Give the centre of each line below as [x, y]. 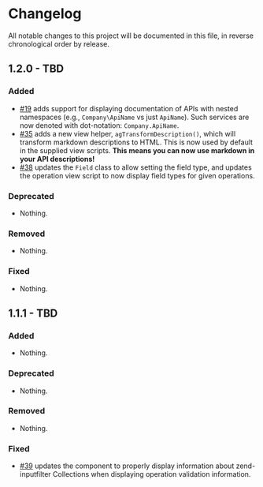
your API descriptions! [57, 159]
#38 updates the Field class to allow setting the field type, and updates [135, 167]
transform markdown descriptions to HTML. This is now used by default [136, 142]
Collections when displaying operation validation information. [152, 474]
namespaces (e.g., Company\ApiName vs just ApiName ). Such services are [134, 117]
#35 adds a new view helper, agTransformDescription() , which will [128, 133]
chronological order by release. [59, 43]
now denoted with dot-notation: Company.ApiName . [99, 125]
